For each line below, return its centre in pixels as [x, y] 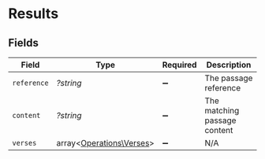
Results [34, 14]
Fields [24, 43]
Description [229, 65]
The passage [229, 78]
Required [179, 65]
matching [222, 111]
